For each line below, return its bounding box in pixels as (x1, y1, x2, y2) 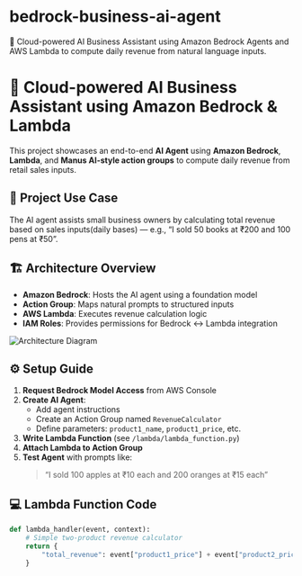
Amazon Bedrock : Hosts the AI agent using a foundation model (22, 289, 258, 300)
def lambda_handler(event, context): (9, 525, 151, 535)
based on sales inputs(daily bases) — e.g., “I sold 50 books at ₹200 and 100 (9, 223, 291, 235)
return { (25, 542, 58, 551)
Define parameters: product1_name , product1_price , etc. (35, 423, 242, 434)
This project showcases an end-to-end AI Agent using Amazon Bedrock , (9, 145, 281, 156)
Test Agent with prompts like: (22, 452, 133, 463)
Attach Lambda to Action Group (22, 443, 144, 454)
